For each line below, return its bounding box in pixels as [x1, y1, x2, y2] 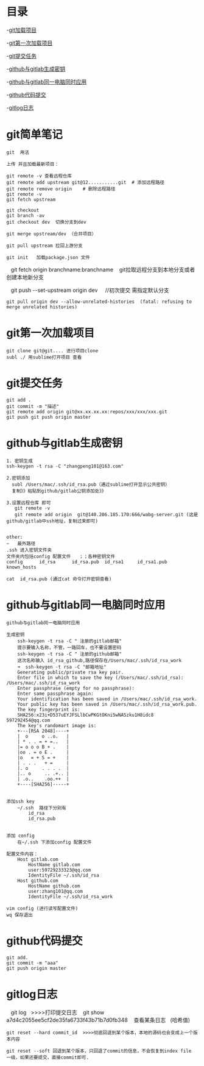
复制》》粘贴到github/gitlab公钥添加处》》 [12, 488, 107, 494]
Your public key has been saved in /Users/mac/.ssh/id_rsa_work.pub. [17, 701, 198, 707]
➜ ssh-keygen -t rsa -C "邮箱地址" [17, 664, 107, 670]
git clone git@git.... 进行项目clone [6, 347, 99, 354]
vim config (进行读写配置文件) [6, 905, 79, 911]
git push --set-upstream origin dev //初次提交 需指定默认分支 [10, 286, 169, 294]
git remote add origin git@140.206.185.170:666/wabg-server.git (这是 [14, 511, 199, 517]
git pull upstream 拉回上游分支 [6, 243, 83, 249]
